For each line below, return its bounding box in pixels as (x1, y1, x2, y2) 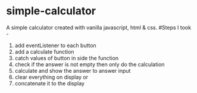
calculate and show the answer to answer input (14, 67, 131, 74)
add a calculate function (14, 48, 74, 55)
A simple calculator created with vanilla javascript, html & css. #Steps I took (6, 24, 192, 31)
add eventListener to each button (14, 42, 96, 49)
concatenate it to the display (14, 79, 85, 87)
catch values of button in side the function (14, 54, 119, 61)
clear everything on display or (14, 73, 88, 80)
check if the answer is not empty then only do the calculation (14, 61, 165, 68)
